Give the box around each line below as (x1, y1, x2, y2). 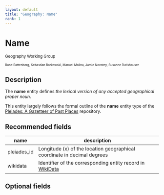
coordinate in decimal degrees (38, 151, 108, 158)
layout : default (5, 7, 38, 12)
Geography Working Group (5, 53, 56, 59)
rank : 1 (5, 16, 21, 21)
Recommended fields (5, 122, 72, 131)
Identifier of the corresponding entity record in (38, 159, 145, 166)
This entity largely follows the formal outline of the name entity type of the (5, 103, 155, 109)
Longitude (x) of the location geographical (38, 145, 135, 152)
